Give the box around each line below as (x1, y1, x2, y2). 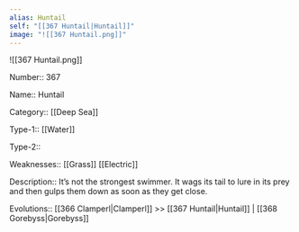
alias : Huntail (9, 13, 67, 22)
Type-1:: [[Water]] (9, 124, 76, 135)
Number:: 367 (9, 72, 61, 83)
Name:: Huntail (9, 89, 65, 100)
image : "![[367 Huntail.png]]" (9, 30, 127, 39)
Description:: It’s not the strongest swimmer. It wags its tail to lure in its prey (9, 176, 290, 187)
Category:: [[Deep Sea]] (9, 107, 99, 118)
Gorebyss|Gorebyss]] (9, 213, 89, 224)
